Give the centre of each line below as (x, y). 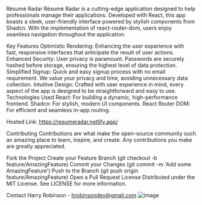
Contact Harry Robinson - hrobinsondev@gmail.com (71, 195)
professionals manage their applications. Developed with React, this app (96, 15)
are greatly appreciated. (36, 146)
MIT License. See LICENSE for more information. (67, 184)
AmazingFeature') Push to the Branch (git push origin (72, 171)
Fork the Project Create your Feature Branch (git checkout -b (82, 158)
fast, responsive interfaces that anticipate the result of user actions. (90, 52)
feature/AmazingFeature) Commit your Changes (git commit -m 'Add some (99, 164)
